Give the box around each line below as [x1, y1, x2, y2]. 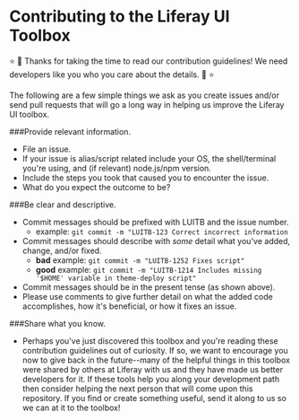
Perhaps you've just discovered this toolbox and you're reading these [21, 335, 279, 346]
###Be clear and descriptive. [9, 199, 116, 210]
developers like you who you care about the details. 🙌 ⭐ [9, 69, 215, 80]
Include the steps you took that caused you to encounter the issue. [21, 172, 269, 183]
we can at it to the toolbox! [21, 402, 121, 413]
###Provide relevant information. [9, 126, 132, 136]
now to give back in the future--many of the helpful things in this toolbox [21, 354, 291, 365]
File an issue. [21, 144, 72, 154]
